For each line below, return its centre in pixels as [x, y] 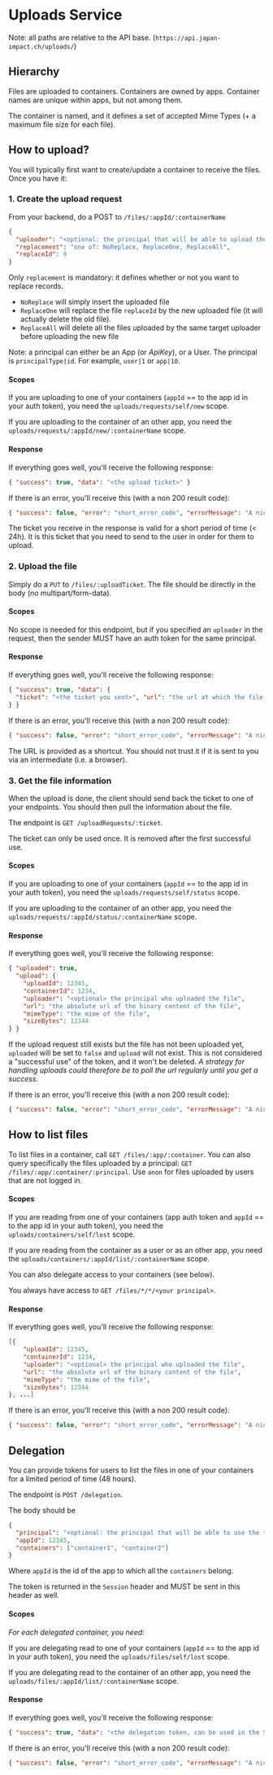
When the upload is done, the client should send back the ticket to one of [131, 798]
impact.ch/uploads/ [41, 46]
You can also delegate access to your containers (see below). [112, 1275]
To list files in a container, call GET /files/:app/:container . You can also [130, 1154]
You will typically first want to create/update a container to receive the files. [135, 169]
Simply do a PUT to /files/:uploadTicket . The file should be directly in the [132, 584]
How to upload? [49, 150]
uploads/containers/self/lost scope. [72, 1234]
